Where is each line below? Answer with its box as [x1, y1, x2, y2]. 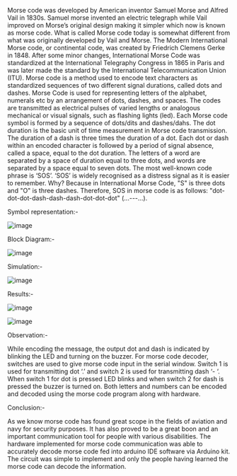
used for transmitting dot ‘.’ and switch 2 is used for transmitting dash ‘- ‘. [7, 367, 221, 376]
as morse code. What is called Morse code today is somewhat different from [7, 28, 231, 37]
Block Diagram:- [7, 235, 55, 243]
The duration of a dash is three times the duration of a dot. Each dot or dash [7, 134, 229, 142]
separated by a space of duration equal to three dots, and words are [7, 156, 207, 165]
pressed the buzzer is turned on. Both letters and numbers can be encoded [7, 382, 227, 390]
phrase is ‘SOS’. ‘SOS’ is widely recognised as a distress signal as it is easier [7, 171, 230, 180]
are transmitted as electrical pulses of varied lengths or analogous [7, 104, 200, 112]
